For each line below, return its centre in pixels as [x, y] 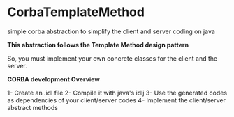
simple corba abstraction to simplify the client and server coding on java [111, 31]
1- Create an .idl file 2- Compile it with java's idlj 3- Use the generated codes [117, 93]
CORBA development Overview [53, 79]
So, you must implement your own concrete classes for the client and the [112, 58]
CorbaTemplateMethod [76, 12]
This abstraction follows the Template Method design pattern [98, 45]
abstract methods [32, 107]
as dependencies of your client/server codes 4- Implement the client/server [116, 100]
